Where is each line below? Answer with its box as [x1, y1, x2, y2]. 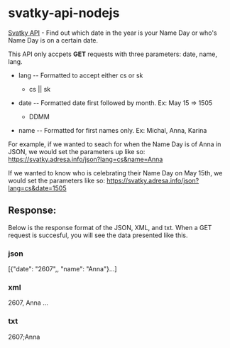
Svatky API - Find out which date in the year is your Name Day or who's [8, 28, 217, 37]
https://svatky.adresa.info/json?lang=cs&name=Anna [8, 155, 163, 163]
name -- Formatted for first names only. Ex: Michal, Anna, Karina [18, 126, 207, 134]
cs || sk [28, 85, 51, 93]
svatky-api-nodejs [8, 5, 120, 21]
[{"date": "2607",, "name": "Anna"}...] [8, 265, 117, 273]
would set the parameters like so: [8, 176, 106, 185]
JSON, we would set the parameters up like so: [8, 147, 146, 156]
